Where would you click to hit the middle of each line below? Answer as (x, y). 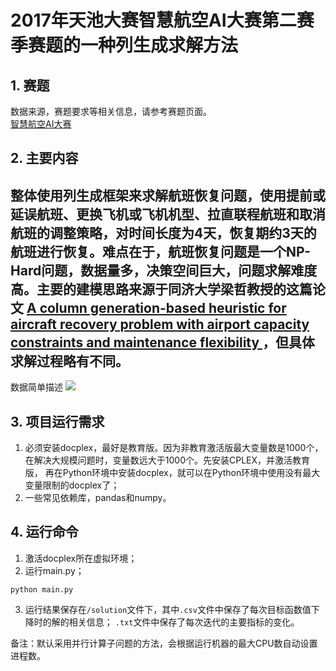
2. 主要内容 (44, 158)
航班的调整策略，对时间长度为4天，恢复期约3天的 (163, 232)
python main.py (42, 589)
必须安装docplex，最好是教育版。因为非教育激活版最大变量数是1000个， (174, 448)
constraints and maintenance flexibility (135, 342)
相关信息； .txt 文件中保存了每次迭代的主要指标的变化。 (184, 622)
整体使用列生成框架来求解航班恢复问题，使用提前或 (168, 195)
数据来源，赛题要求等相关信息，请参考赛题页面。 (111, 111)
